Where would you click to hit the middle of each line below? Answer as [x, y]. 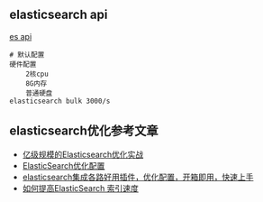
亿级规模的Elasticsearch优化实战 [83, 154]
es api [21, 36]
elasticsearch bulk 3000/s [60, 101]
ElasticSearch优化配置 [63, 165]
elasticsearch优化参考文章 [84, 131]
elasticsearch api [59, 15]
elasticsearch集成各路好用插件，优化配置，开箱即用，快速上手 [138, 177]
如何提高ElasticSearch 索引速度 [81, 188]
